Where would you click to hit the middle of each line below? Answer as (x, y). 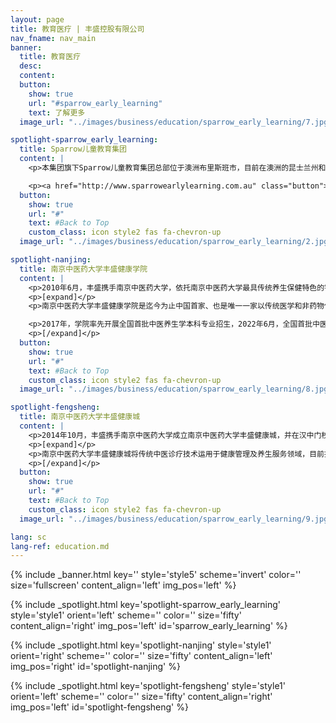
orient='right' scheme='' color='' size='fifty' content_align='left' (141, 656)
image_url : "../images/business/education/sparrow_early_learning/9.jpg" (176, 519)
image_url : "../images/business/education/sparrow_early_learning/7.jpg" (176, 122)
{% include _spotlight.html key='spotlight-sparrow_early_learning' (145, 605)
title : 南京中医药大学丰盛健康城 (80, 417)
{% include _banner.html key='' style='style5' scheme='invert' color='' (156, 575)
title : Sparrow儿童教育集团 (73, 149)
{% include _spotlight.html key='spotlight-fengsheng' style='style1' (148, 686)
